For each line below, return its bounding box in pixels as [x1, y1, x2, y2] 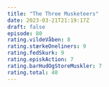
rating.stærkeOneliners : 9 [7, 43, 86, 50]
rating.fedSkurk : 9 [7, 50, 65, 57]
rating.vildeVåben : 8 [7, 36, 71, 43]
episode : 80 [7, 29, 42, 37]
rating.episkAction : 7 [7, 56, 74, 63]
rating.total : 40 [7, 69, 58, 76]
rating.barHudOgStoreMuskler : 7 [7, 62, 102, 69]
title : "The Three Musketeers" [7, 10, 99, 18]
